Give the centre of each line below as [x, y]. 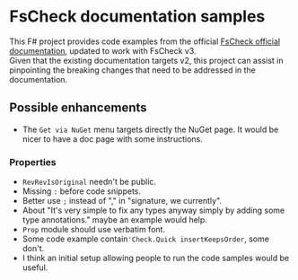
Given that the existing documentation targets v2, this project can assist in [146, 60]
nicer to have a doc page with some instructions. [113, 139]
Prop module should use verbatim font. [94, 230]
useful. [35, 267]
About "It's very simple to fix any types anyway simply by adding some [153, 210]
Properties [33, 162]
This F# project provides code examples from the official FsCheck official [145, 41]
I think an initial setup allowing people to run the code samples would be [156, 258]
